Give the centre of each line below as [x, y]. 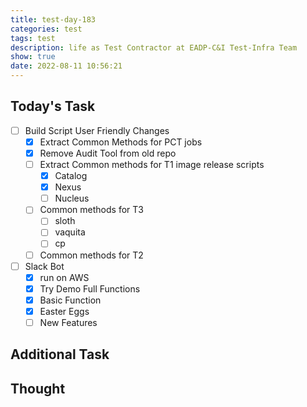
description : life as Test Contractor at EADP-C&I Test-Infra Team [154, 47]
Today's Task [53, 106]
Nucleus [72, 198]
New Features [68, 322]
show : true [33, 57]
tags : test [33, 38]
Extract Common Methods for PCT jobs [121, 142]
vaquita [70, 232]
